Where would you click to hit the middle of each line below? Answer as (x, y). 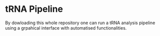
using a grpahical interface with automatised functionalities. (66, 28)
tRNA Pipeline (34, 9)
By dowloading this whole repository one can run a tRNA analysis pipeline (80, 23)
